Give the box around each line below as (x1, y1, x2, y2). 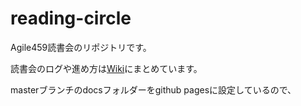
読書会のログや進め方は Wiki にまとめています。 (10, 62, 203, 74)
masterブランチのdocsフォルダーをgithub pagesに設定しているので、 (10, 83, 297, 96)
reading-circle (10, 7, 132, 30)
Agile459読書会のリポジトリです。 (10, 41, 152, 53)
